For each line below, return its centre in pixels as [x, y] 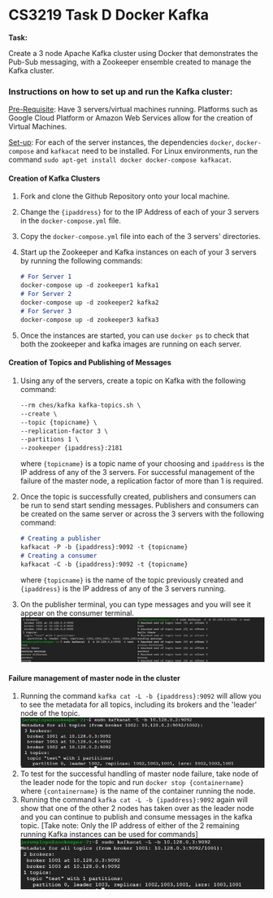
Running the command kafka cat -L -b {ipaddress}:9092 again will [134, 800]
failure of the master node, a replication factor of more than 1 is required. [142, 481]
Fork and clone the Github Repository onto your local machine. [125, 196]
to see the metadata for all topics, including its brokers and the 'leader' [139, 704]
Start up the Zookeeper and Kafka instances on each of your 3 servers [139, 252]
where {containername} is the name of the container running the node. [138, 791]
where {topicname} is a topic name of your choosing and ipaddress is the [142, 464]
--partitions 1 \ [50, 440]
